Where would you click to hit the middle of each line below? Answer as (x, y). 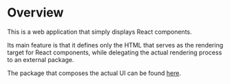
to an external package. (41, 59)
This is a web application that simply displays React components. (100, 32)
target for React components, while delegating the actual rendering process (115, 52)
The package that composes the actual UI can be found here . (94, 73)
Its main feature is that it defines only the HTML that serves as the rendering (115, 45)
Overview (35, 13)
